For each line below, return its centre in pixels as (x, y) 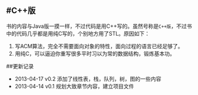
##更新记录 (20, 66)
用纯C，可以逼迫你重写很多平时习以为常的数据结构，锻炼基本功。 (95, 53)
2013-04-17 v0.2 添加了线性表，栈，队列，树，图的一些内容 (88, 78)
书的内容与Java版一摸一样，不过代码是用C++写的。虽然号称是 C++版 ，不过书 (99, 26)
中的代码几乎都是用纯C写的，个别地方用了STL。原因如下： (78, 33)
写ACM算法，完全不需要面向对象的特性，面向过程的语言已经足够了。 (99, 46)
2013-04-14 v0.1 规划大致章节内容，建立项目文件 (74, 86)
